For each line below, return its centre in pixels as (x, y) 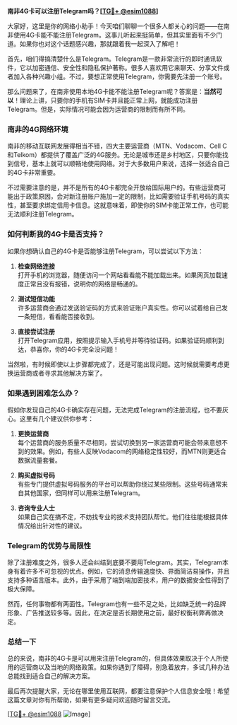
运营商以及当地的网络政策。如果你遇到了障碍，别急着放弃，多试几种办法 (124, 667)
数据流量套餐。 (39, 460)
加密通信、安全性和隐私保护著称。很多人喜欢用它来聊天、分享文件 (127, 68)
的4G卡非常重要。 (34, 173)
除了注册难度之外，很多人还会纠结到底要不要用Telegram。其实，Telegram (115, 562)
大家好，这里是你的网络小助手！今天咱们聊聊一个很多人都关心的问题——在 (115, 26)
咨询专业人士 (36, 508)
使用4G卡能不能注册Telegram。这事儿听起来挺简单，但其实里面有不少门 (118, 35)
